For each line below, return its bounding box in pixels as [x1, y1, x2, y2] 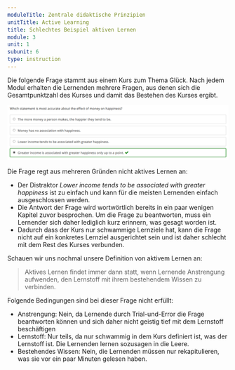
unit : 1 [7, 41, 30, 48]
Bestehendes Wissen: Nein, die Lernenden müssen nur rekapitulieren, [17, 347, 220, 355]
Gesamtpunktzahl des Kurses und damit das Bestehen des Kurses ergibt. [7, 91, 218, 99]
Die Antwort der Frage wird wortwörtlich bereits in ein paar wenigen [17, 203, 214, 211]
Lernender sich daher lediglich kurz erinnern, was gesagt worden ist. [17, 218, 217, 226]
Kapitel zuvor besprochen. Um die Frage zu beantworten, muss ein [17, 211, 212, 219]
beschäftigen [17, 324, 56, 333]
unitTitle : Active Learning [7, 18, 90, 26]
